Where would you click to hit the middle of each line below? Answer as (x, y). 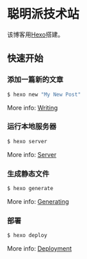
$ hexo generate (30, 188)
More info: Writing (33, 107)
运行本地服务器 (32, 127)
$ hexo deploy (27, 236)
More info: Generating (38, 201)
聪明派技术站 (43, 14)
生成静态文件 (28, 174)
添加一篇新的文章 (35, 80)
